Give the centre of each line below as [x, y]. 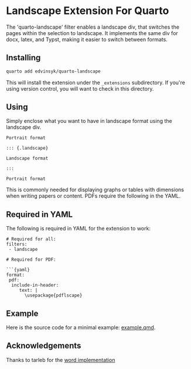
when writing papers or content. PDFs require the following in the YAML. [93, 196]
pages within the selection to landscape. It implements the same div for [92, 33]
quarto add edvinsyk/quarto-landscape [53, 71]
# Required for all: [31, 239]
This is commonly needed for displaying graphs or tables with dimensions [95, 190]
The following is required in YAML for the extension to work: [79, 229]
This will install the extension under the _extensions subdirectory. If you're [96, 82]
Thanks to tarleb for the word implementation [61, 360]
